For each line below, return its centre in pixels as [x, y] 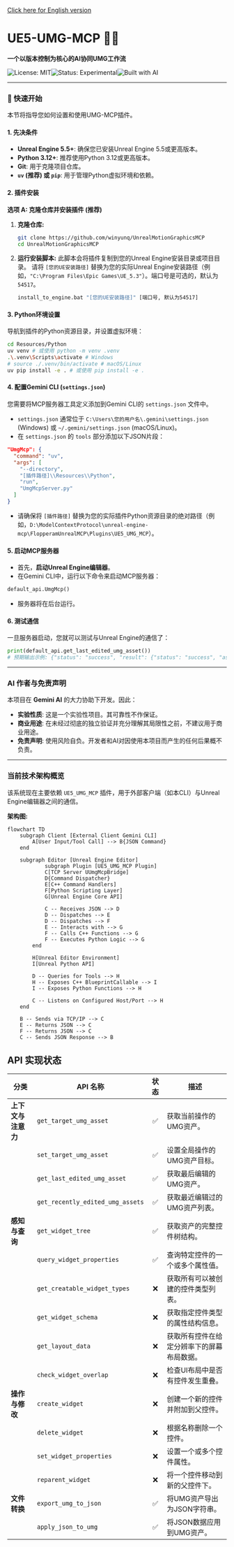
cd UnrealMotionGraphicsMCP [58, 244]
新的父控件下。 [191, 1486]
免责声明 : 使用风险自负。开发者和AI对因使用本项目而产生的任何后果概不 [120, 741]
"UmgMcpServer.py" [46, 488]
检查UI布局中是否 [195, 1370]
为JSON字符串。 [194, 1509]
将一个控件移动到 [195, 1475]
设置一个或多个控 [195, 1451]
